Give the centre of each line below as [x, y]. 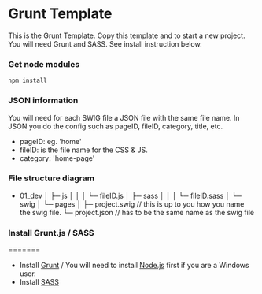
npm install [28, 81]
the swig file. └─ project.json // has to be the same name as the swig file [137, 212]
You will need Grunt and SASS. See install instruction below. [105, 43]
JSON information [43, 101]
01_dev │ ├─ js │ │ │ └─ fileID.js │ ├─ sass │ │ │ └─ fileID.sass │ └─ [131, 195]
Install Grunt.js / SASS [51, 233]
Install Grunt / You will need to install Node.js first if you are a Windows [134, 266]
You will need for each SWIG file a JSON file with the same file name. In [124, 117]
